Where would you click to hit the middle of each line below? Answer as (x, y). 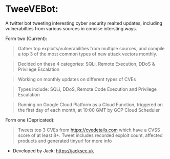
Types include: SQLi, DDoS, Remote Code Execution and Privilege (87, 89)
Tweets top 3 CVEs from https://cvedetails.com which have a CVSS (89, 130)
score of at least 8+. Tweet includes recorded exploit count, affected (90, 135)
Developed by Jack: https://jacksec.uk (53, 151)
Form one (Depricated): (30, 120)
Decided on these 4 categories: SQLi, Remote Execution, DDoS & (86, 64)
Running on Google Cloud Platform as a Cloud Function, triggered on (90, 104)
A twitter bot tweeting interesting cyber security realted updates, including (84, 23)
